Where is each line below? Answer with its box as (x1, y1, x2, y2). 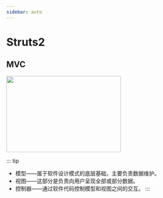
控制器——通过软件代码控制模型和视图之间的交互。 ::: (15, 185, 150, 192)
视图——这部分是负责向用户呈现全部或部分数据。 (15, 177, 136, 185)
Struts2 (6, 35, 45, 49)
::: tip (6, 157, 20, 164)
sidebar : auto (6, 9, 43, 15)
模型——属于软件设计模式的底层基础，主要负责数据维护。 (15, 169, 158, 177)
